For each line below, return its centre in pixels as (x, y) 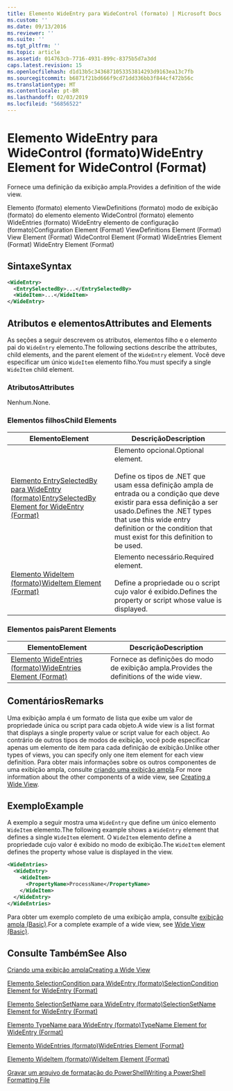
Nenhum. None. (29, 402)
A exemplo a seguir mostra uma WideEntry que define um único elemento (112, 823)
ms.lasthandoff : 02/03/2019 (48, 98)
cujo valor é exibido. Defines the (165, 592)
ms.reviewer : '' (31, 33)
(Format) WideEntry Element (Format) (61, 244)
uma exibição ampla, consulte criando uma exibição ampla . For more (105, 769)
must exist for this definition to (164, 537)
